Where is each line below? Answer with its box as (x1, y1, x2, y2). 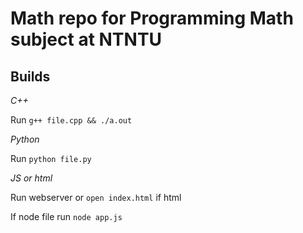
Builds (10, 68, 51, 85)
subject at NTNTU (10, 28, 163, 51)
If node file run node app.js (10, 211, 123, 222)
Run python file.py (10, 153, 92, 164)
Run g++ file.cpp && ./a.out (10, 114, 133, 126)
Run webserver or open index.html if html (10, 192, 182, 203)
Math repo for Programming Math (10, 7, 294, 30)
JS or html (10, 172, 53, 184)
